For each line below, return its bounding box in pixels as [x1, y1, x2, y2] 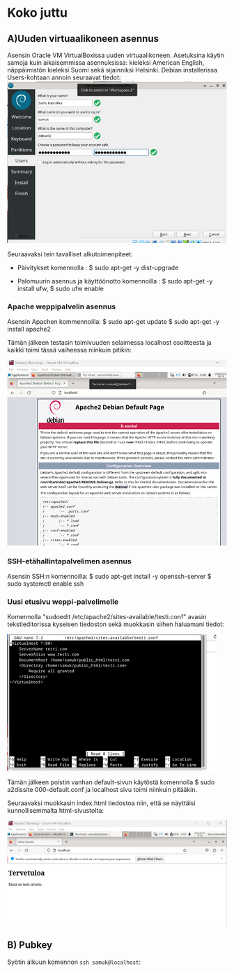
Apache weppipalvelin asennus [7, 302, 116, 311]
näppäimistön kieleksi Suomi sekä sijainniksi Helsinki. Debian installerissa [7, 66, 218, 74]
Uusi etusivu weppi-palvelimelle [7, 597, 119, 607]
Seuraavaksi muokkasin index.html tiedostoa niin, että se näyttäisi [7, 799, 196, 807]
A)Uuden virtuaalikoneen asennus [7, 33, 159, 45]
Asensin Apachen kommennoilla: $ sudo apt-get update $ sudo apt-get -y [7, 318, 219, 326]
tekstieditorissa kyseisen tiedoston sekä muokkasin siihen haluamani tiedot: [7, 620, 224, 628]
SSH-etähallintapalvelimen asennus [7, 556, 132, 566]
